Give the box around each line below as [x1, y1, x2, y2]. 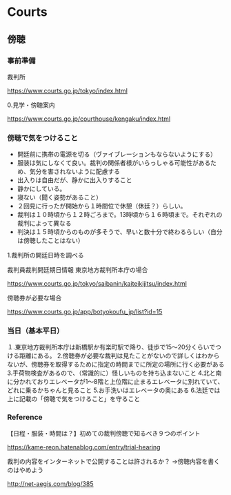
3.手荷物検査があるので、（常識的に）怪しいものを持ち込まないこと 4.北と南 [7, 369, 222, 377]
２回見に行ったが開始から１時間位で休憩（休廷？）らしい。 [17, 202, 187, 211]
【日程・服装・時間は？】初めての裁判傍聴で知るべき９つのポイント [7, 429, 201, 437]
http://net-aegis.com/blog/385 [7, 479, 94, 487]
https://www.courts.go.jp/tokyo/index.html [7, 86, 128, 95]
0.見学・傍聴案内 [7, 101, 55, 109]
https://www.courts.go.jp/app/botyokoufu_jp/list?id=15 [7, 308, 163, 316]
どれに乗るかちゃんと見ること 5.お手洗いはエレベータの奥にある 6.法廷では [7, 386, 221, 394]
